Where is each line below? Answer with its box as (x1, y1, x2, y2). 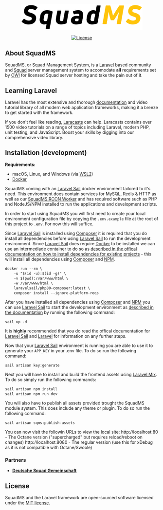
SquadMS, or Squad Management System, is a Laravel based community (5, 62, 151, 68)
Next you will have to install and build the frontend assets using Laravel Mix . (5, 371, 157, 377)
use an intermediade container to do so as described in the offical (5, 246, 137, 252)
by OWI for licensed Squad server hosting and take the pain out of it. (5, 73, 143, 78)
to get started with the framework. (5, 109, 74, 116)
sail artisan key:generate (5, 363, 60, 368)
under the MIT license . (5, 500, 50, 506)
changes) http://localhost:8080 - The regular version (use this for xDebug (5, 439, 153, 445)
